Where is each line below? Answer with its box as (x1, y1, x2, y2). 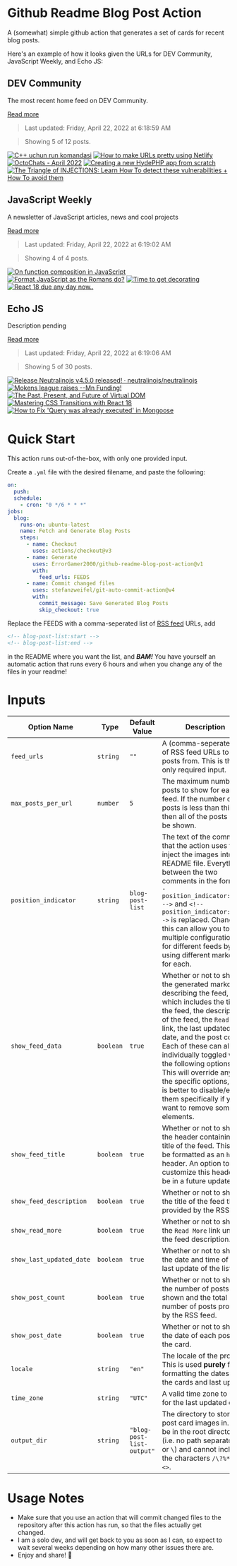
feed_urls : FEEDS (38, 573, 90, 580)
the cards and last (162, 1377, 221, 1387)
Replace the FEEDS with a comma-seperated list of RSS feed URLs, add (7, 619, 216, 628)
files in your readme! (7, 667, 67, 676)
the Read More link (162, 1225, 221, 1235)
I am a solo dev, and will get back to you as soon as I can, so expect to (17, 1536, 223, 1544)
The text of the (162, 832, 211, 842)
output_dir (11, 1436, 47, 1445)
